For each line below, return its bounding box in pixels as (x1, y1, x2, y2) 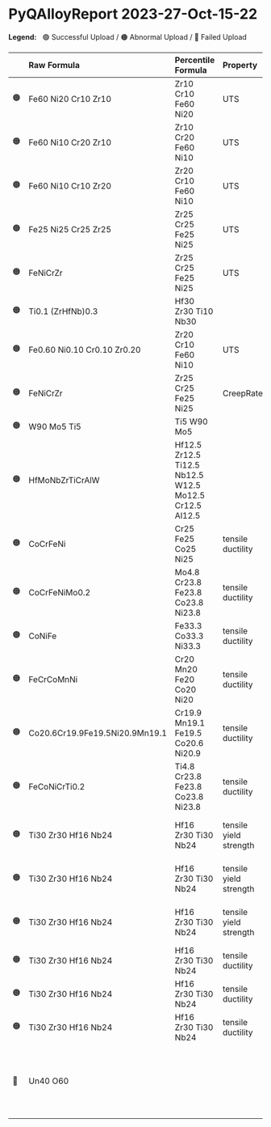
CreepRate (222, 388, 264, 399)
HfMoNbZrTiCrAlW (28, 474, 100, 485)
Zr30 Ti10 (174, 305, 214, 316)
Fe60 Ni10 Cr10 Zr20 (28, 180, 111, 191)
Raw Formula (28, 59, 81, 70)
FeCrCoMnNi (28, 673, 78, 684)
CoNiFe (28, 630, 57, 642)
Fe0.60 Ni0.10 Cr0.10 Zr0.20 (28, 344, 141, 355)
